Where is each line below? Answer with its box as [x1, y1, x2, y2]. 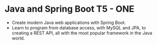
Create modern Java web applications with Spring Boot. [11, 20, 126, 25]
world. [11, 35, 25, 41]
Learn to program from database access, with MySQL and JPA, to [11, 24, 146, 30]
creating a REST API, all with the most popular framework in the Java [11, 30, 153, 36]
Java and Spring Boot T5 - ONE [4, 3, 135, 15]
